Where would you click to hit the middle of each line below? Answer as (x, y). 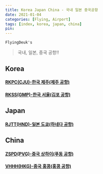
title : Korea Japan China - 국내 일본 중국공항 (52, 10)
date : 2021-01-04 (23, 15)
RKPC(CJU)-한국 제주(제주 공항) (37, 82)
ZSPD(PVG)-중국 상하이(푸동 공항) (39, 154)
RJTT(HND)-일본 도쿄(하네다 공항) (39, 124)
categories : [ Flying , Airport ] (38, 19)
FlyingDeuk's (19, 43)
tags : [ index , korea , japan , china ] (43, 24)
